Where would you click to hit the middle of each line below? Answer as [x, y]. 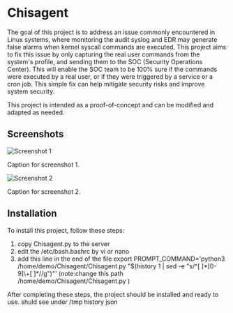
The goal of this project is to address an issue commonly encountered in [111, 32]
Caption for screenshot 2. [44, 191]
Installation [32, 214]
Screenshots [36, 134]
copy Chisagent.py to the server [63, 244]
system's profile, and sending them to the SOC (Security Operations [105, 61]
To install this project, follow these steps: [66, 230]
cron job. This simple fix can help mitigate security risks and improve [106, 84]
